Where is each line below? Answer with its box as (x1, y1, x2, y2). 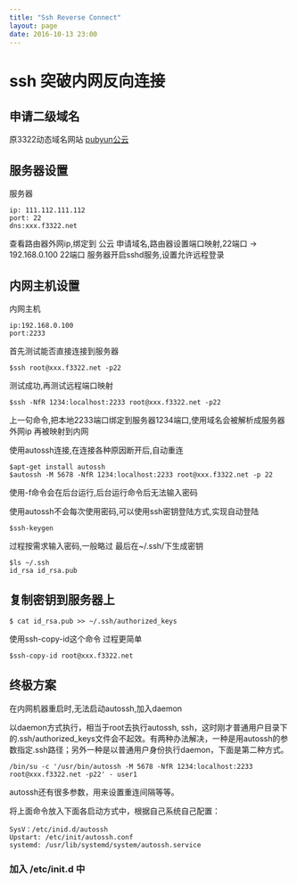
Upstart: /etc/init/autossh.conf (9, 832, 134, 842)
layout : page (9, 21, 58, 30)
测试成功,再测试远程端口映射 (9, 380, 114, 390)
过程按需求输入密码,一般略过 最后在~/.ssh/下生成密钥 (9, 541, 203, 551)
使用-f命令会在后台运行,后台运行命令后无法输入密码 (9, 487, 198, 497)
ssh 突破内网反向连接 (9, 70, 166, 91)
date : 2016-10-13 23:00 (9, 29, 98, 38)
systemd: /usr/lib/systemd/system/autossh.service (9, 840, 202, 849)
